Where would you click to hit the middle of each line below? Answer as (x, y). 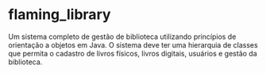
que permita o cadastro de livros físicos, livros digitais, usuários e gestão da (133, 53)
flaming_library (60, 15)
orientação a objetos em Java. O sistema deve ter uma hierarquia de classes (133, 44)
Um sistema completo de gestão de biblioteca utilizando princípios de (122, 36)
